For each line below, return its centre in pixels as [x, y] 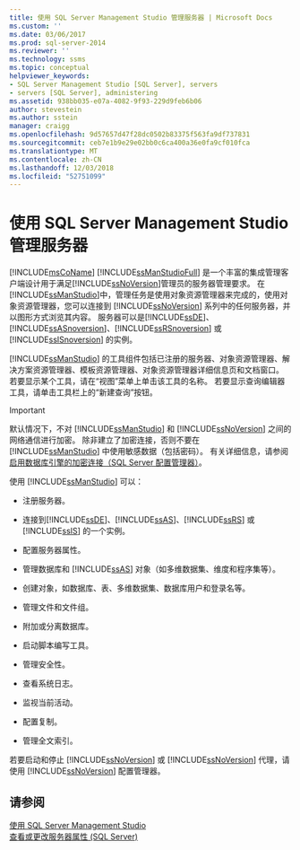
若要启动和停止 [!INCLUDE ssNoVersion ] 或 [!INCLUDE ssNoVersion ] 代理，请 [150, 760]
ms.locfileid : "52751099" [57, 176]
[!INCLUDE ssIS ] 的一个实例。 [76, 531]
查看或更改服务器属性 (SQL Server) [74, 837]
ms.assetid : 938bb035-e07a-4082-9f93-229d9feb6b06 [106, 101]
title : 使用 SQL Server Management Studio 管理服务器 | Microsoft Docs [141, 18]
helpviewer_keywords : [50, 76]
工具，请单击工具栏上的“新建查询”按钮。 [84, 392]
